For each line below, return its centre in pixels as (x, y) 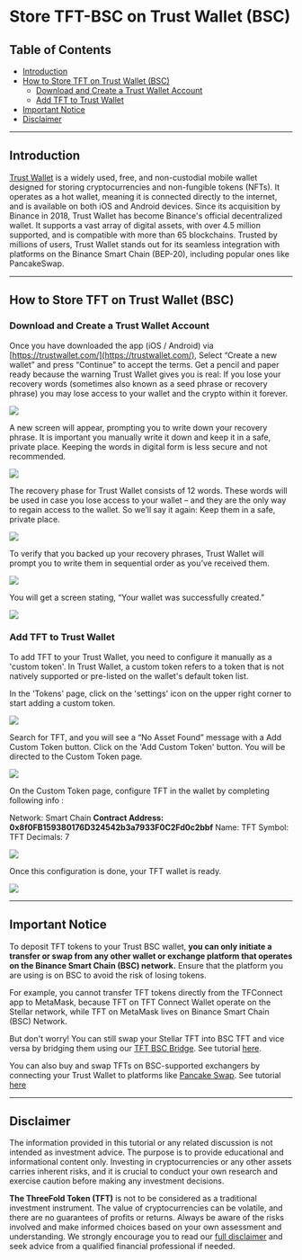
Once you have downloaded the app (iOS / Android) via (111, 345)
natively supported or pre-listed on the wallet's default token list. (129, 675)
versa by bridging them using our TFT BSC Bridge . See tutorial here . (136, 1048)
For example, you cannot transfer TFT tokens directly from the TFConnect (146, 992)
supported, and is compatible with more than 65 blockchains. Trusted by (144, 235)
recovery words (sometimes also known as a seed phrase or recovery (138, 383)
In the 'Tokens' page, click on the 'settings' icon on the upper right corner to (151, 693)
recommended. (37, 456)
